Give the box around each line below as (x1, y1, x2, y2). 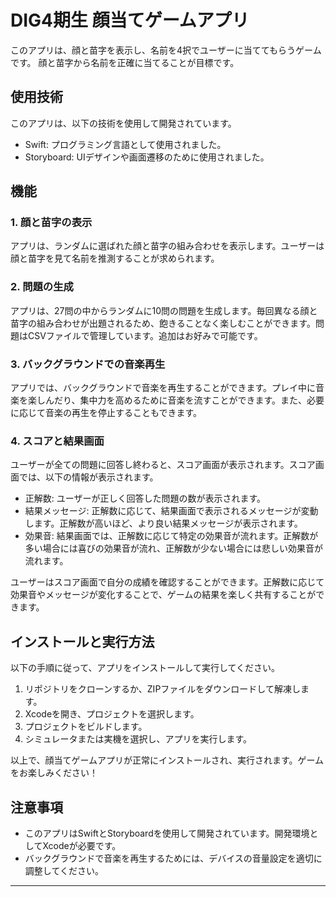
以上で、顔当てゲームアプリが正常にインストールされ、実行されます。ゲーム (10, 754, 325, 766)
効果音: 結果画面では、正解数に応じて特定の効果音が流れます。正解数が (24, 530, 319, 542)
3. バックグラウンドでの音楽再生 (10, 357, 166, 371)
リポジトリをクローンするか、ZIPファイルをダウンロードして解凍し (24, 683, 301, 695)
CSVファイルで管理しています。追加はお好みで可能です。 (27, 329, 263, 341)
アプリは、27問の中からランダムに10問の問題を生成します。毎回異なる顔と (10, 304, 318, 316)
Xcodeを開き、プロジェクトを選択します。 (24, 708, 200, 720)
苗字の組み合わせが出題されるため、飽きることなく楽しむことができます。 (10, 317, 316, 329)
